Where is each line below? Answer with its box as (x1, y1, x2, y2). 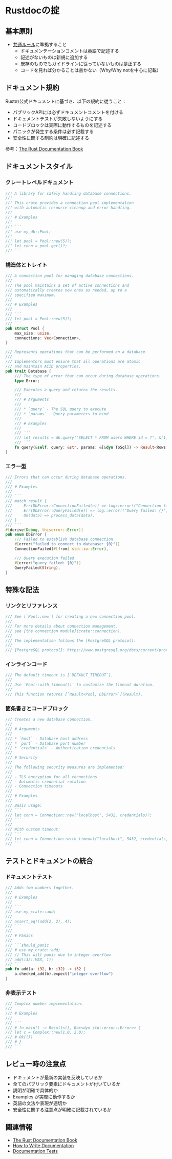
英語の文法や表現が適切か (12, 1100, 67, 1106)
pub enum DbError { (5, 532, 47, 537)
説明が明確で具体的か (12, 1087, 58, 1093)
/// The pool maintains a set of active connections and (5, 283, 130, 288)
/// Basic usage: (5, 803, 42, 808)
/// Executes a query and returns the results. (14, 388, 118, 393)
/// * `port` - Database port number (5, 741, 86, 746)
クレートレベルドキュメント (5, 179, 74, 186)
